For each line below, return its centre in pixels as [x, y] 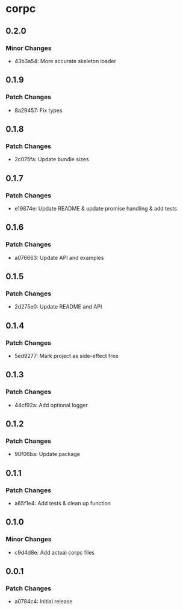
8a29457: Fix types [38, 110]
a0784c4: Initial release [43, 602]
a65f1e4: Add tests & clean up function [63, 504]
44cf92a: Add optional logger [51, 405]
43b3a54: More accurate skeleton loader [65, 61]
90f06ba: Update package [47, 454]
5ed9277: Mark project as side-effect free [66, 356]
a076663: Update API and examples [59, 257]
